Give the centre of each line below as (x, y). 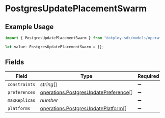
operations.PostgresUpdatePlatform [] (83, 108)
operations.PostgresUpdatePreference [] (86, 92)
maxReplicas (22, 100)
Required (148, 76)
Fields (15, 62)
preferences (22, 92)
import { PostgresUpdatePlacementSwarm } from (54, 38)
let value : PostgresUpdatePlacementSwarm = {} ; (55, 47)
